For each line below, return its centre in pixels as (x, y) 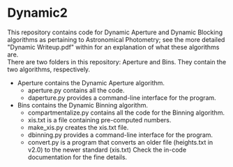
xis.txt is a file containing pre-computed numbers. (99, 119)
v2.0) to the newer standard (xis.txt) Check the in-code (107, 150)
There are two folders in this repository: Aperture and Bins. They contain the (117, 61)
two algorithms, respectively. (49, 69)
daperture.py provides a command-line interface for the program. (122, 97)
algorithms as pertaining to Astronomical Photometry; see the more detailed (116, 39)
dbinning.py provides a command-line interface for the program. (120, 135)
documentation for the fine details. (77, 157)
